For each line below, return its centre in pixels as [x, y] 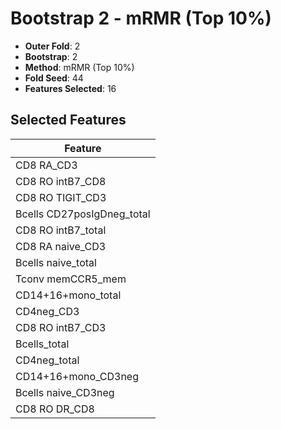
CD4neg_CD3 [47, 311]
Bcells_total [42, 344]
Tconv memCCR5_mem [71, 279]
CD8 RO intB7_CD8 [61, 181]
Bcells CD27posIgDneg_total [83, 214]
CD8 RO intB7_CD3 [61, 327]
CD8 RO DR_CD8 [55, 409]
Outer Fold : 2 [52, 46]
